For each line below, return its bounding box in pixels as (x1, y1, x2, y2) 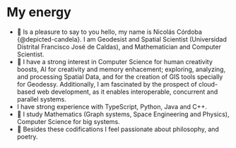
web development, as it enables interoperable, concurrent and (37, 87, 218, 96)
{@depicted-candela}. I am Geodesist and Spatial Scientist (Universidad (16, 35, 228, 43)
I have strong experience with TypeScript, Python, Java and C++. (16, 102, 208, 111)
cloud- (198, 80, 218, 88)
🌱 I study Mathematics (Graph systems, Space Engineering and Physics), (16, 110, 230, 118)
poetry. (16, 132, 38, 141)
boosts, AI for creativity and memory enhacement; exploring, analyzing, (16, 65, 226, 73)
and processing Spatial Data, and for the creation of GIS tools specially (16, 72, 223, 81)
